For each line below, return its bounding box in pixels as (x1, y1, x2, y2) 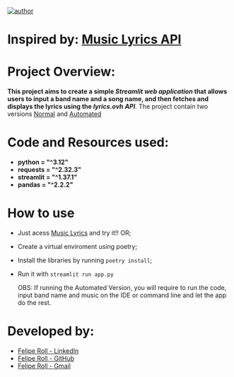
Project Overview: (7, 64, 115, 80)
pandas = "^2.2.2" (17, 180, 74, 189)
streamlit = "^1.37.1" (17, 173, 78, 182)
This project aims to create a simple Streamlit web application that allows (7, 87, 228, 95)
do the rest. (17, 298, 52, 307)
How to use (7, 205, 75, 221)
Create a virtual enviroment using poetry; (17, 243, 138, 250)
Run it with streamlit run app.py (17, 269, 115, 278)
